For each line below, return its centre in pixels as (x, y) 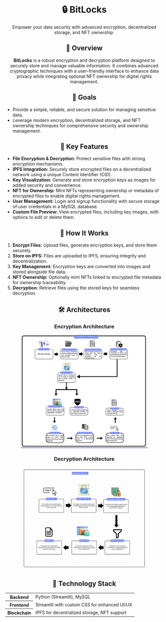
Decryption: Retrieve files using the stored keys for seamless (76, 288)
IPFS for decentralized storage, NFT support (81, 612)
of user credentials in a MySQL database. (55, 207)
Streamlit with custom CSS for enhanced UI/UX (84, 604)
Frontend (19, 605)
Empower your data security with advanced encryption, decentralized (84, 27)
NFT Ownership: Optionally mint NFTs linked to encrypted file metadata (87, 277)
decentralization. (30, 261)
